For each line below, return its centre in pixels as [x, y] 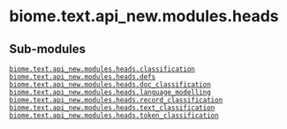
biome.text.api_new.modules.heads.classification [102, 69]
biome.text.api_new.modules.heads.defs [83, 77]
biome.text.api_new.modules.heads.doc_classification [110, 85]
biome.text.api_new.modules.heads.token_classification [114, 116]
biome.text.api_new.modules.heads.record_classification [116, 100]
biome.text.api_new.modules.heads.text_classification [112, 108]
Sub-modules [48, 49]
